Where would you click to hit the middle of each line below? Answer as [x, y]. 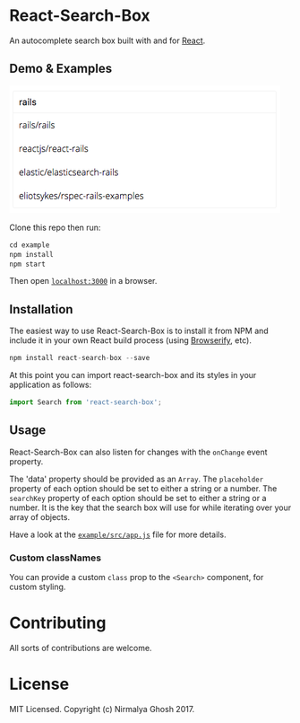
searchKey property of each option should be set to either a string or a [138, 498]
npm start [28, 264]
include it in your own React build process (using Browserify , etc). [131, 340]
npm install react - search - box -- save [80, 358]
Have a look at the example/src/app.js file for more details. [118, 534]
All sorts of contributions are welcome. [81, 648]
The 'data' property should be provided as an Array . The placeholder [137, 479]
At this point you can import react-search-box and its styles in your [133, 375]
